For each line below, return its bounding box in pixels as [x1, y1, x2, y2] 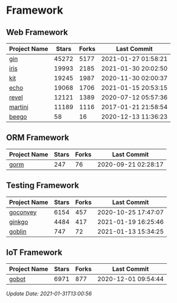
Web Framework [6, 27, 68, 37]
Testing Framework [6, 180, 79, 190]
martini [9, 103, 28, 111]
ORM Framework [6, 133, 69, 143]
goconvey [9, 208, 37, 216]
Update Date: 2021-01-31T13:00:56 [6, 290, 92, 297]
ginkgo [9, 218, 28, 226]
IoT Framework [6, 247, 63, 258]
